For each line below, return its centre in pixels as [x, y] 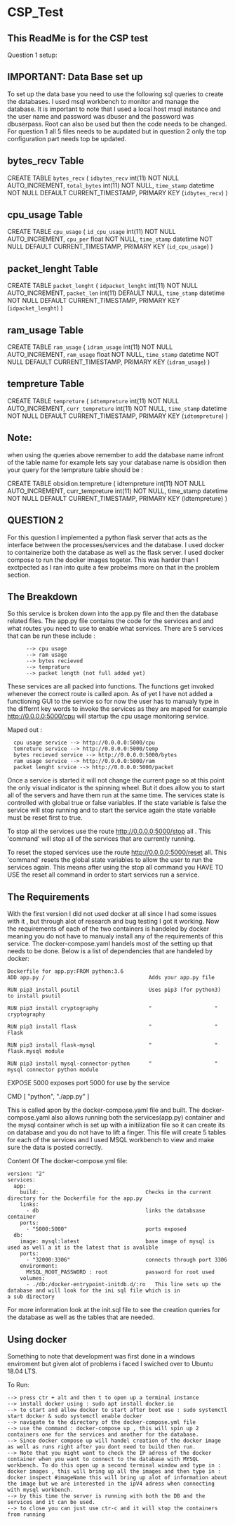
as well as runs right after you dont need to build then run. [102, 1447]
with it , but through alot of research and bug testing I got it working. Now [113, 922]
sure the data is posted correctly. [55, 1147]
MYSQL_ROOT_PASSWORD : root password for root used [120, 1272]
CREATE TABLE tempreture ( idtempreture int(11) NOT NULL [93, 400]
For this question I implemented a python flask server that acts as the [107, 537]
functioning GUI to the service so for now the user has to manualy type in [113, 701]
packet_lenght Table [53, 269]
